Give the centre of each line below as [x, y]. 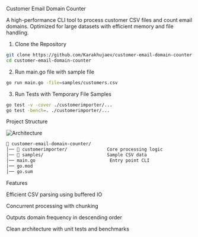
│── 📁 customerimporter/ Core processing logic [84, 150]
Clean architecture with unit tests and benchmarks [68, 229]
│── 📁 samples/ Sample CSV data [76, 155]
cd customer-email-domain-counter [49, 60]
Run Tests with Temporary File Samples [63, 94]
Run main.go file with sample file [55, 72]
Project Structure [27, 121]
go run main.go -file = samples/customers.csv [62, 82]
